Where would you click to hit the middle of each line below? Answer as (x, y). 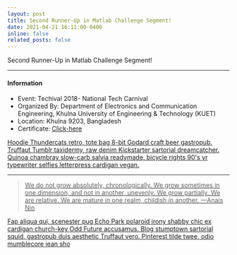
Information (25, 83)
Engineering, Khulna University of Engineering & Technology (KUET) (117, 114)
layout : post (26, 14)
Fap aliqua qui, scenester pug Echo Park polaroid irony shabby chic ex (109, 221)
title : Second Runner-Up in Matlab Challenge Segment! (90, 20)
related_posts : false (39, 40)
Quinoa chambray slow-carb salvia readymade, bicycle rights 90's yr (108, 158)
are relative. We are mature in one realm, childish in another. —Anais (124, 200)
